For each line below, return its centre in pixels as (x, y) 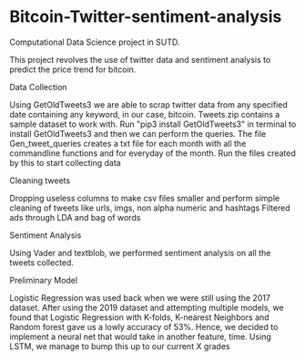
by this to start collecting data (65, 162)
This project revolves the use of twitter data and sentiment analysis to (140, 59)
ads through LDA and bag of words (75, 217)
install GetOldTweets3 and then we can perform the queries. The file (138, 133)
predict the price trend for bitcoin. (73, 69)
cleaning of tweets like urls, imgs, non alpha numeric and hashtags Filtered (150, 208)
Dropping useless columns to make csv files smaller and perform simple (145, 198)
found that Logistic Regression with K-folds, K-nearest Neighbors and (140, 317)
